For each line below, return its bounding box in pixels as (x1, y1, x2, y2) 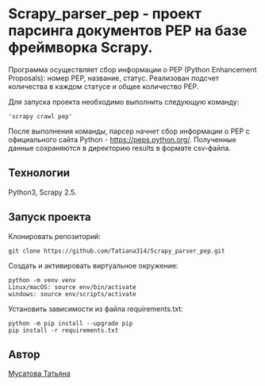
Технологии (8, 166, 70, 179)
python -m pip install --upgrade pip (8, 319, 133, 327)
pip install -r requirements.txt (8, 326, 119, 334)
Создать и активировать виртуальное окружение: (8, 261, 179, 270)
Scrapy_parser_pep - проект (8, 5, 202, 23)
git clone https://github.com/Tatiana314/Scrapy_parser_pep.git (8, 247, 225, 255)
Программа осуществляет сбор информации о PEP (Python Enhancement (8, 64, 257, 74)
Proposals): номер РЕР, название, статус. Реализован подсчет (8, 73, 220, 83)
